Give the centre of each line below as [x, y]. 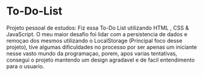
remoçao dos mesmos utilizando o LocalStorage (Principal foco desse [94, 40]
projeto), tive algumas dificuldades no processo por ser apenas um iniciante [101, 47]
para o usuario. [25, 66]
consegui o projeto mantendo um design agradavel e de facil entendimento [101, 60]
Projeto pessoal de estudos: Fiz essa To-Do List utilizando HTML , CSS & [98, 28]
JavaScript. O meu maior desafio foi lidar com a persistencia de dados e [97, 34]
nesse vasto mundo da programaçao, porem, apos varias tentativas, [92, 53]
